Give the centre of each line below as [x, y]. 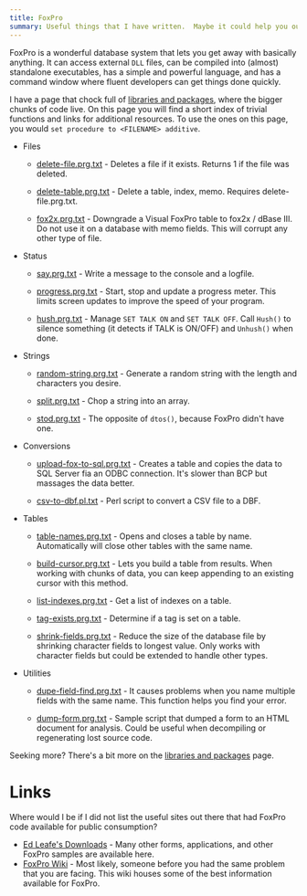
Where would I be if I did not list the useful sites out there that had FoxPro [148, 817]
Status [35, 256]
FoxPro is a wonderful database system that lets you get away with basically [153, 52]
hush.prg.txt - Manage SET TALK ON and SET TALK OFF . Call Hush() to [164, 318]
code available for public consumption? [84, 827]
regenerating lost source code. [94, 737]
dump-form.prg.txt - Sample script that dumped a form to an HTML [163, 718]
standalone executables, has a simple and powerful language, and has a [145, 72]
